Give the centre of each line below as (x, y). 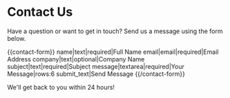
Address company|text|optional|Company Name (76, 59)
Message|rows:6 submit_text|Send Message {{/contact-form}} (96, 74)
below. (17, 38)
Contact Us (40, 12)
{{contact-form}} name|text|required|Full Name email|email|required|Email (113, 52)
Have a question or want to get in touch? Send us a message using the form (115, 31)
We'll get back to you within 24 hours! (61, 87)
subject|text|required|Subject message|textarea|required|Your (96, 66)
